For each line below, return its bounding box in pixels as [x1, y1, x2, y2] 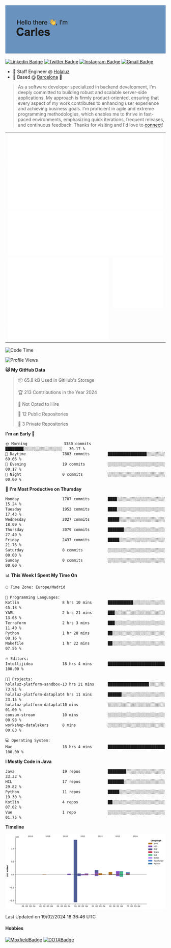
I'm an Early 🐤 [5, 431, 35, 437]
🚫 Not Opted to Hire [17, 401, 60, 407]
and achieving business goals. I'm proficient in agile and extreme [17, 106, 154, 112]
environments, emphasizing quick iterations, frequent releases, [32, 117, 164, 123]
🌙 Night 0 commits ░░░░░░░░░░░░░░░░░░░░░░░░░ [5, 472, 165, 477]
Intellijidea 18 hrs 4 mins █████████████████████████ [5, 661, 165, 666]
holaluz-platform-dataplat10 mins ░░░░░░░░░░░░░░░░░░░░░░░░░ [5, 702, 165, 707]
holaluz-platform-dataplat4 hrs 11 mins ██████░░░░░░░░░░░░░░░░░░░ [5, 692, 165, 697]
